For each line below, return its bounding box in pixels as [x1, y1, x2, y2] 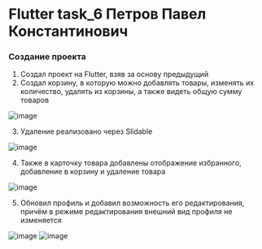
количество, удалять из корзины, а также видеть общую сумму [20, 87, 242, 97]
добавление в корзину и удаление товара [20, 167, 166, 177]
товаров [20, 95, 50, 105]
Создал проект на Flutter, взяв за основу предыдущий [20, 70, 209, 79]
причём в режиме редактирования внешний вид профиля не [20, 207, 233, 217]
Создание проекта [8, 51, 87, 62]
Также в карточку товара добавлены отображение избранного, [20, 158, 242, 168]
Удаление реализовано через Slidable [20, 127, 153, 136]
